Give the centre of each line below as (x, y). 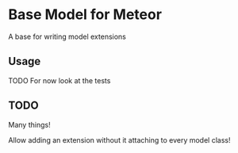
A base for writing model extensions (67, 36)
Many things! (29, 124)
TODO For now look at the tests (59, 80)
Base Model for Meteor (85, 15)
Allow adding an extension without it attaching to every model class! (119, 140)
